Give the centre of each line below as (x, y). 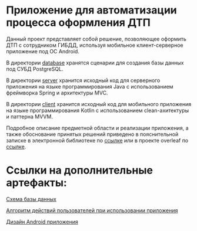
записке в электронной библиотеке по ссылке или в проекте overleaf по (97, 140)
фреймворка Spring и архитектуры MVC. (57, 93)
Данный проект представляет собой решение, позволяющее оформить (96, 39)
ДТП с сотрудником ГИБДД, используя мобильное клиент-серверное (95, 45)
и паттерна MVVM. (29, 116)
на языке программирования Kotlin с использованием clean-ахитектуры (98, 110)
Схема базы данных (31, 199)
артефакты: (37, 183)
